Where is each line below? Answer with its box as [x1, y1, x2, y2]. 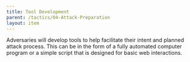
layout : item [6, 20, 40, 26]
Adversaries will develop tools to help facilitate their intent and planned [6, 37, 185, 44]
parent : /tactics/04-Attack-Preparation [6, 14, 111, 20]
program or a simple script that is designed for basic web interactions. [6, 49, 183, 57]
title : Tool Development [6, 8, 69, 15]
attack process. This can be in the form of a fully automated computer [6, 43, 182, 50]
